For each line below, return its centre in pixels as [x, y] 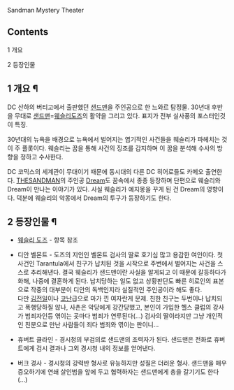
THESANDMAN [38, 180]
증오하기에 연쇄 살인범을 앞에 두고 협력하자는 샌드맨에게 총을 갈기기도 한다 [118, 372]
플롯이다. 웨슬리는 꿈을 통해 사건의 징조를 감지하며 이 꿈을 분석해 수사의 [119, 148]
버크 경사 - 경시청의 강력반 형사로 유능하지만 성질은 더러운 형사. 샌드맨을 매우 [122, 363]
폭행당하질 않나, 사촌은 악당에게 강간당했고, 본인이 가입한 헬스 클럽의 [118, 308]
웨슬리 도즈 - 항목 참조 [47, 240]
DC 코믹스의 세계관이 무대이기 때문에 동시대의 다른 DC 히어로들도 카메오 [105, 171]
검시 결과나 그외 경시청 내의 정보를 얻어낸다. [96, 348]
